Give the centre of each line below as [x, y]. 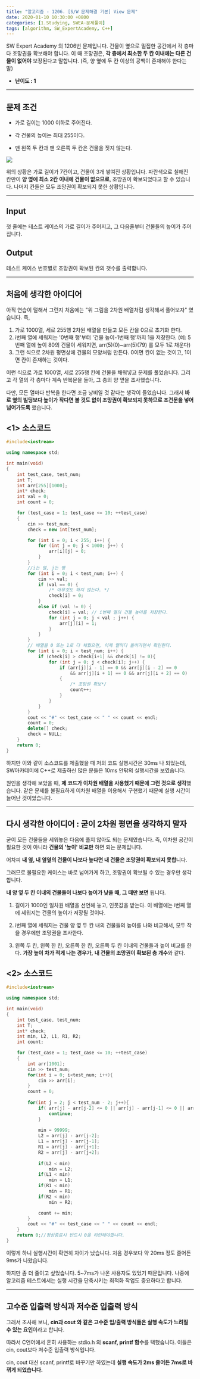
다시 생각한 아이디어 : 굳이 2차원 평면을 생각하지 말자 [97, 824]
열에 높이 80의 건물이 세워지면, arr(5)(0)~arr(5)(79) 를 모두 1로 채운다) [108, 345]
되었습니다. [30, 1369]
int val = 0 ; [33, 497]
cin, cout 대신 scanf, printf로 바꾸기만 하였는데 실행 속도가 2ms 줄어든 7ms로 [96, 1362]
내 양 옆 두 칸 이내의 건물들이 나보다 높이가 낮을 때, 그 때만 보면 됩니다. [86, 892]
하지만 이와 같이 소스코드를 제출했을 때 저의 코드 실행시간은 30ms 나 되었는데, [96, 762]
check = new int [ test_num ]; [62, 530]
